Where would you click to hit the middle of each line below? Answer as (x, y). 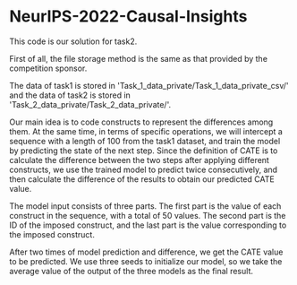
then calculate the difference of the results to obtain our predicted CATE (142, 179)
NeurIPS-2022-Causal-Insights (128, 17)
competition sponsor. (48, 68)
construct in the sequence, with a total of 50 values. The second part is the (148, 215)
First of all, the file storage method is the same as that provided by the (139, 58)
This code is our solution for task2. (73, 41)
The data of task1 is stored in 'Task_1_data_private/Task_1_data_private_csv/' (149, 85)
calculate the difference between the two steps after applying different (140, 160)
